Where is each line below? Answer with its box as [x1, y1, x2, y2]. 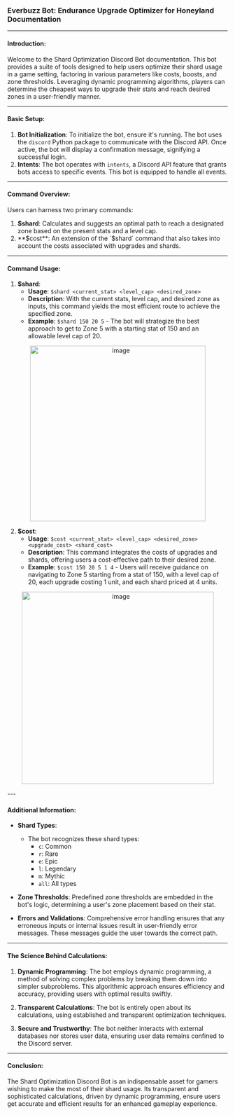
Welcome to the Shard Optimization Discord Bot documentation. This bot [7, 55, 217, 63]
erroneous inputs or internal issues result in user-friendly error [17, 922, 198, 930]
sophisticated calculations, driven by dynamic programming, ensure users [7, 1092, 221, 1100]
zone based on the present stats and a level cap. [17, 226, 158, 235]
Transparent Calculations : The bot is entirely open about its [17, 1003, 192, 1011]
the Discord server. [17, 1039, 73, 1047]
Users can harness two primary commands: [7, 205, 134, 214]
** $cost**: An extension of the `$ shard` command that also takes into [17, 234, 220, 242]
